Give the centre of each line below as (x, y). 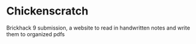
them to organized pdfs (36, 34)
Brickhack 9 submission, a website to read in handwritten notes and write (98, 28)
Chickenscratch (47, 11)
